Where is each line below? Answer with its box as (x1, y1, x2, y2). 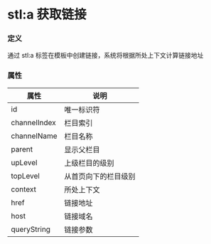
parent (11, 144, 33, 154)
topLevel (11, 171, 40, 181)
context (11, 184, 37, 194)
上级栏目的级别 (64, 158, 115, 168)
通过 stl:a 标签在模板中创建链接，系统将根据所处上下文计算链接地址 (7, 51, 204, 60)
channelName (11, 131, 58, 141)
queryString (11, 224, 51, 234)
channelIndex (11, 117, 56, 127)
